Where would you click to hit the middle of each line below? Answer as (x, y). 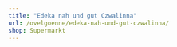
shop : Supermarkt (37, 30)
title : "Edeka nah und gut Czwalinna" (73, 16)
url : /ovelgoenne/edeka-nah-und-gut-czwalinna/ (89, 23)
